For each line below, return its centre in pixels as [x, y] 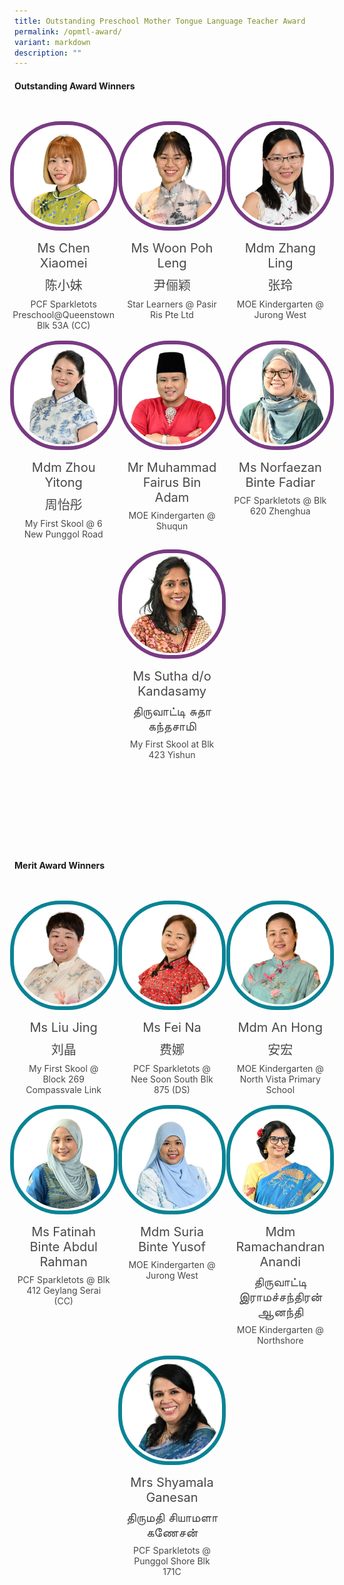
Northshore [280, 1340]
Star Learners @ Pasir [172, 304]
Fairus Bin [172, 482]
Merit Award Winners [60, 865]
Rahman [63, 1261]
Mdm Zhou [63, 467]
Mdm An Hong [280, 1027]
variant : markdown [52, 42]
